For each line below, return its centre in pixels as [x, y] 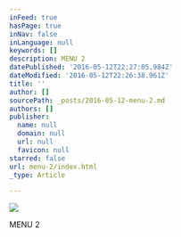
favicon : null [43, 150]
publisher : [29, 117]
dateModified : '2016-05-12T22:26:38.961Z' [89, 76]
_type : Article [37, 175]
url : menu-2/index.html [53, 167]
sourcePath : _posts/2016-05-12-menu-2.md [87, 100]
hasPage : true [36, 26]
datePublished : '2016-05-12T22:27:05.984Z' [91, 68]
